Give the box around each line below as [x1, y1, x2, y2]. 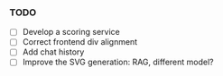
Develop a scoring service [22, 27, 120, 38]
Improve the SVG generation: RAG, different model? [22, 56, 214, 68]
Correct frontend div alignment [22, 37, 138, 47]
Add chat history [22, 46, 85, 57]
